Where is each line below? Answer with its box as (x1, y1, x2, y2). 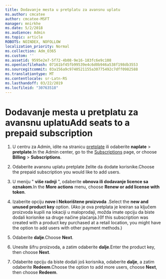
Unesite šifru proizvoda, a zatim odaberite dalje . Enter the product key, (12, 244, 156, 250)
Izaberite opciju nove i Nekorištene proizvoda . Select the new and (12, 199, 149, 205)
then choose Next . (12, 249, 50, 255)
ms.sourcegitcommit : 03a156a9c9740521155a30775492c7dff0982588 (5, 67, 138, 72)
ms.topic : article (5, 35, 43, 40)
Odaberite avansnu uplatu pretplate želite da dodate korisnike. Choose (12, 164, 155, 170)
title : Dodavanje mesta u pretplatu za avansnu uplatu (5, 7, 121, 12)
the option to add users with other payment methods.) (12, 225, 123, 231)
